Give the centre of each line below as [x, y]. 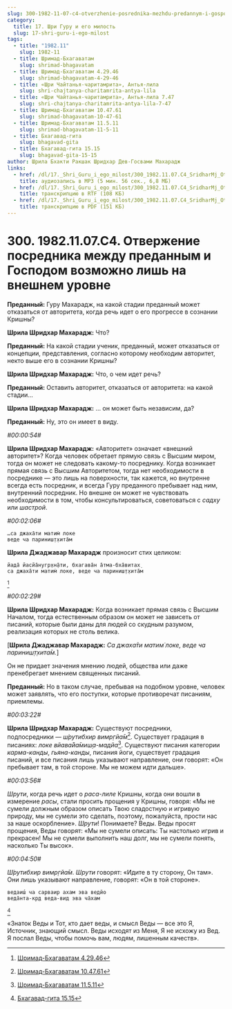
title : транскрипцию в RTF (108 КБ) [72, 194]
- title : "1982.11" [41, 46]
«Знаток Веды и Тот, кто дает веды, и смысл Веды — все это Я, [101, 923]
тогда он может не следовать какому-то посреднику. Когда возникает [112, 463]
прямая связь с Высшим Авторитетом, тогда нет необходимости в [106, 470]
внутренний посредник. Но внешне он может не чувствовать [98, 492]
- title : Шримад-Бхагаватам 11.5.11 [66, 123]
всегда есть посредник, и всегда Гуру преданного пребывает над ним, [113, 485]
